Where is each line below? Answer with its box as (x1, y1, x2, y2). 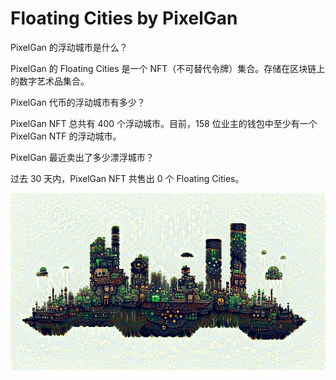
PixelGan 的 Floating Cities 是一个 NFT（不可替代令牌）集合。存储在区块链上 (10, 62, 326, 74)
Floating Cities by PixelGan (10, 7, 238, 30)
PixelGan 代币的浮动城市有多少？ (10, 96, 146, 108)
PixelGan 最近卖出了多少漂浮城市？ (10, 151, 155, 163)
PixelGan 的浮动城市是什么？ (10, 41, 128, 53)
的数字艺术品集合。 (10, 75, 90, 87)
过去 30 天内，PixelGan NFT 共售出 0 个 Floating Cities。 (10, 172, 245, 184)
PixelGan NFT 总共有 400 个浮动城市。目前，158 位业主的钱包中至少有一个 (10, 117, 318, 129)
